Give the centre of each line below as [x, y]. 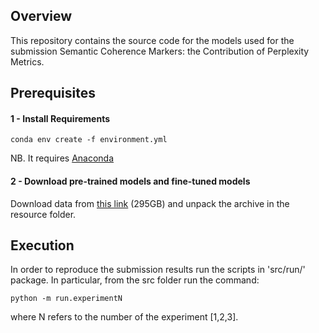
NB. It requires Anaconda [62, 158]
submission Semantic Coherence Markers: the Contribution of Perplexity [160, 51]
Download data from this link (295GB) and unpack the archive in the [150, 203]
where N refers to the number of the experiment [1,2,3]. [124, 317]
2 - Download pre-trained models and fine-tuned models [130, 181]
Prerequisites [53, 93]
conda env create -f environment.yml [89, 140]
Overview [41, 16]
